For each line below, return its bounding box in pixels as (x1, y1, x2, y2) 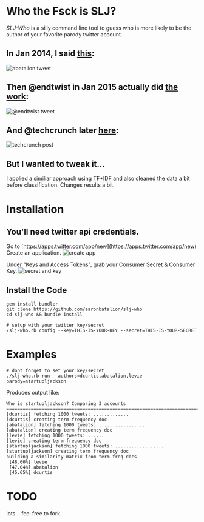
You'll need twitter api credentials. (6, 226, 140, 237)
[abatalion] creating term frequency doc (6, 427, 113, 433)
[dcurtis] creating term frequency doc (6, 417, 107, 423)
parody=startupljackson (6, 378, 67, 384)
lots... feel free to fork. (6, 509, 62, 517)
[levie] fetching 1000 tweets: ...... (6, 432, 104, 438)
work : (6, 92, 29, 102)
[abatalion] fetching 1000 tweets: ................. (6, 421, 146, 428)
